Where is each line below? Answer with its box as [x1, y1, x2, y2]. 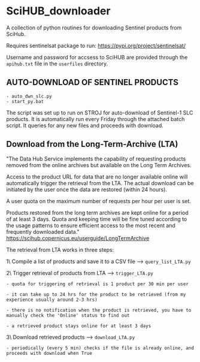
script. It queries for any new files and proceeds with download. [6, 122, 163, 129]
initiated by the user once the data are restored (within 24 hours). [6, 186, 168, 193]
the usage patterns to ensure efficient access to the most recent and [6, 222, 175, 229]
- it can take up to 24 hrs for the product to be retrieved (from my [6, 291, 186, 297]
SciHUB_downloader [6, 4, 111, 18]
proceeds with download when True [6, 350, 93, 356]
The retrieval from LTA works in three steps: [6, 246, 114, 253]
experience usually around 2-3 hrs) [6, 297, 98, 303]
